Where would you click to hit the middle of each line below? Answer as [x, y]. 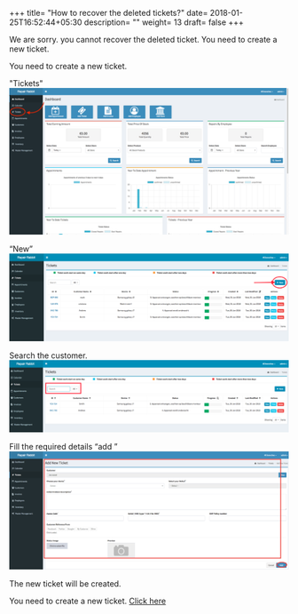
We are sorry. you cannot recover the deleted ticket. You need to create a [143, 40]
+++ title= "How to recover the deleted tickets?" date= [109, 13]
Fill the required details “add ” [63, 446]
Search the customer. [48, 355]
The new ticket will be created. [65, 583]
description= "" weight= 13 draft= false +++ [164, 22]
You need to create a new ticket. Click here [88, 601]
